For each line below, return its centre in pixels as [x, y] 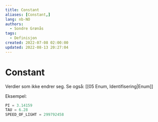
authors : [14, 24]
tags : [11, 33]
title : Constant [22, 10]
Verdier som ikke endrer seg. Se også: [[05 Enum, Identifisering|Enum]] [79, 86]
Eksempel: [16, 96]
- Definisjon [23, 38]
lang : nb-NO [18, 19]
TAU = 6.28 [17, 110]
